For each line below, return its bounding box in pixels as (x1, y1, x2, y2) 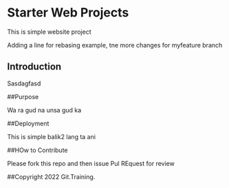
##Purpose (7, 92, 39, 101)
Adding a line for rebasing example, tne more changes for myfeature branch (7, 41, 223, 49)
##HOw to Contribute (7, 146, 68, 154)
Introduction (7, 61, 62, 73)
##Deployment (7, 119, 50, 127)
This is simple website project (7, 28, 91, 36)
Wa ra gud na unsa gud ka (7, 105, 82, 114)
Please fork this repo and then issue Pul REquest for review (7, 159, 175, 167)
